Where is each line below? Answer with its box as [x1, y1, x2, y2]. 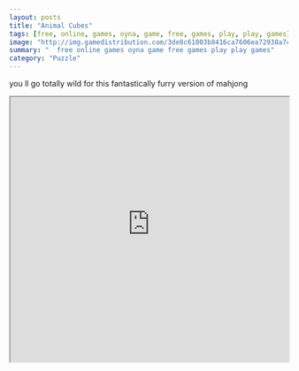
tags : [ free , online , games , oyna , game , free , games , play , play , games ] [9, 29, 291, 38]
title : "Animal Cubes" [9, 21, 93, 30]
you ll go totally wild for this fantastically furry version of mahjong [9, 79, 249, 88]
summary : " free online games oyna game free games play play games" [9, 46, 275, 55]
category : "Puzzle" [9, 54, 81, 63]
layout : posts [9, 12, 62, 22]
